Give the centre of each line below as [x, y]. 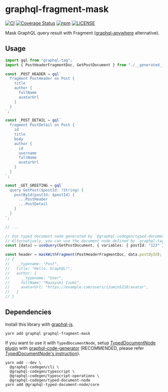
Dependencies [28, 312]
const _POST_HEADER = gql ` [33, 74]
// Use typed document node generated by [49, 236]
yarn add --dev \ [23, 362]
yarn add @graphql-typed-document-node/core [52, 384]
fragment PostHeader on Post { [42, 79]
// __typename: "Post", [32, 264]
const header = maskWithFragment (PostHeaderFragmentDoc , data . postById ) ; [84, 254]
